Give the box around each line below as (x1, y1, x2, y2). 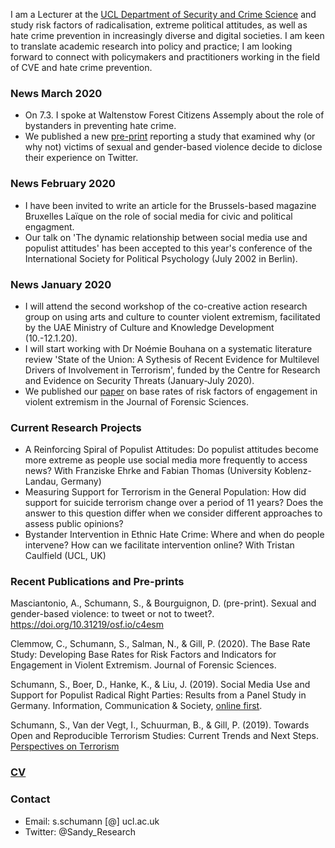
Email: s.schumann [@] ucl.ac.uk (24, 815, 160, 827)
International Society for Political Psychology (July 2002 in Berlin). (24, 252, 298, 264)
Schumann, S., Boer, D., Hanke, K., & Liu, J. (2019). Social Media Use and (10, 679, 311, 691)
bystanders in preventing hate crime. (24, 120, 177, 132)
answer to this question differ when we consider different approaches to (24, 507, 323, 519)
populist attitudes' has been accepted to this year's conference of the (24, 242, 313, 254)
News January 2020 (10, 277, 112, 291)
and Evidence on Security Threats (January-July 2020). (24, 374, 255, 386)
